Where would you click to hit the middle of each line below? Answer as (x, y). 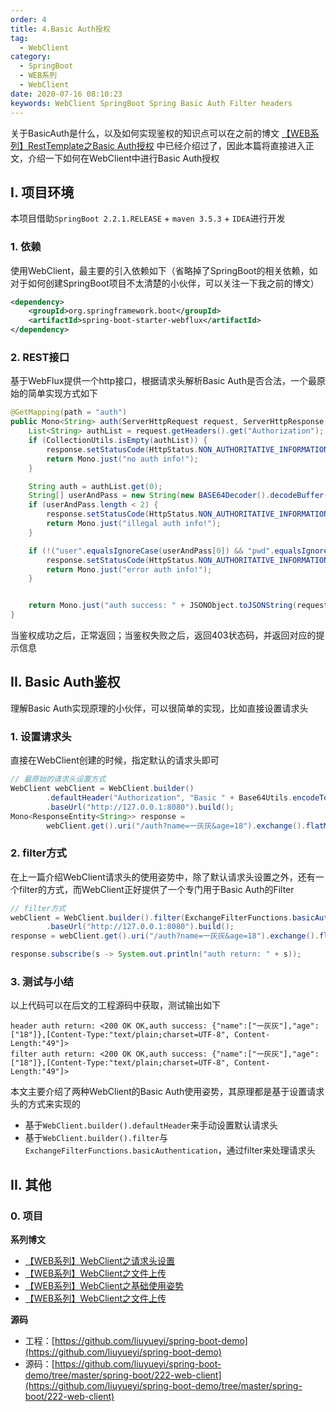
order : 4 (28, 19)
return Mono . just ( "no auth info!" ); (122, 459)
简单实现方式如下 (62, 393)
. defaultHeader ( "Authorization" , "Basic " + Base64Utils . (169, 797)
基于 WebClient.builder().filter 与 (96, 1138)
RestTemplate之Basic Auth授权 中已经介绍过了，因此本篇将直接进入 (166, 145)
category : (31, 57)
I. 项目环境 (42, 192)
